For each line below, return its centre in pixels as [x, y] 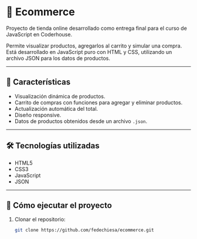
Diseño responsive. [38, 115]
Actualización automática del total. [56, 108]
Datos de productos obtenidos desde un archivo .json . [81, 121]
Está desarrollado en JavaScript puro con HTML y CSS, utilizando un [89, 52]
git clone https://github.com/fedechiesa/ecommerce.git [84, 230]
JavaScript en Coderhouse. [39, 34]
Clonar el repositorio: [40, 220]
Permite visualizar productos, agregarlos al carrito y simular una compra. [94, 46]
